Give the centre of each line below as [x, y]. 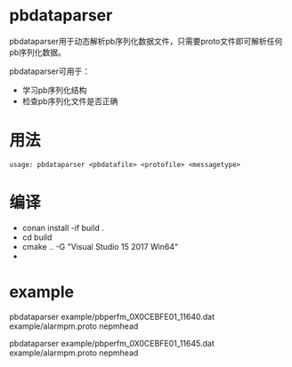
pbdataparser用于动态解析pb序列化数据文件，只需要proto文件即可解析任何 [146, 41]
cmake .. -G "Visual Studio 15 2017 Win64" [100, 246]
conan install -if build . [63, 227]
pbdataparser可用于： [50, 71]
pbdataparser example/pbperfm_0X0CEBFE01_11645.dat [112, 343]
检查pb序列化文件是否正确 [70, 101]
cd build [37, 237]
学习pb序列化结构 [54, 90]
